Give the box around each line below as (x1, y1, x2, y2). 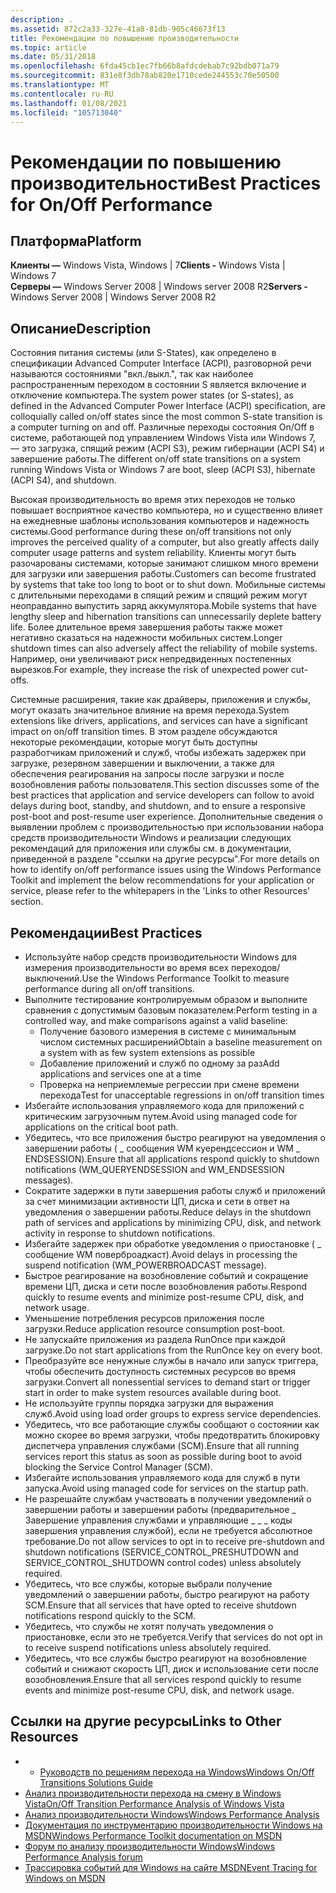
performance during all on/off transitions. (24, 983, 195, 995)
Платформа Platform (10, 232, 142, 250)
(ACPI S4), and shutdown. (10, 474, 117, 486)
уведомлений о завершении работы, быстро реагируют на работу (24, 1589, 310, 1600)
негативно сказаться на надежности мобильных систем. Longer (10, 632, 283, 644)
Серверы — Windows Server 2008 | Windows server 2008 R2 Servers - (10, 281, 308, 293)
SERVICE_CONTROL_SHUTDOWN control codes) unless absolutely (24, 1557, 302, 1568)
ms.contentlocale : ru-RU (10, 89, 114, 99)
